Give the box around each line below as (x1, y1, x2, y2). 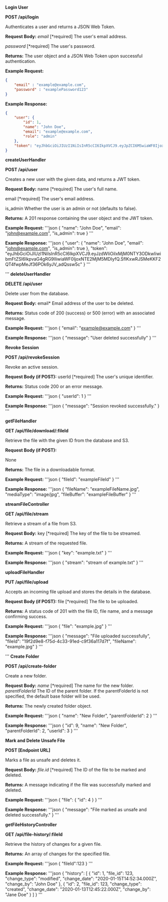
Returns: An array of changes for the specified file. (5, 851, 111, 857)
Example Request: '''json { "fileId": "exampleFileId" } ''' (5, 477, 119, 483)
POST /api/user (5, 167, 38, 173)
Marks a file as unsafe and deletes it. (5, 757, 81, 763)
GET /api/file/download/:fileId (5, 428, 69, 434)
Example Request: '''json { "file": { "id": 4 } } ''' (5, 797, 102, 803)
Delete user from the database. (5, 291, 69, 297)
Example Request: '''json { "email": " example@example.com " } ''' (5, 325, 141, 331)
